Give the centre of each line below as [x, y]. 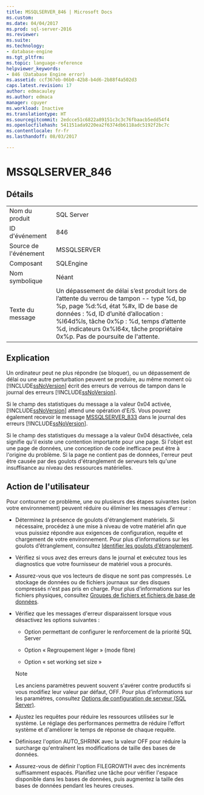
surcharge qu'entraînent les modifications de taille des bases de [95, 747]
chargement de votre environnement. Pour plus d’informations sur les [102, 539]
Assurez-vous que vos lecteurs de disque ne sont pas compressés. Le [103, 576]
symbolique [26, 281]
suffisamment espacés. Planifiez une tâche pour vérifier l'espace [96, 772]
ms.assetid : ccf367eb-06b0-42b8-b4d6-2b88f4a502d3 [72, 80]
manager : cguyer [27, 102]
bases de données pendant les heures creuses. [74, 785]
